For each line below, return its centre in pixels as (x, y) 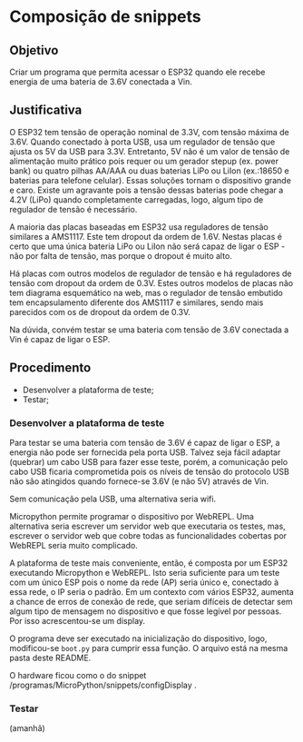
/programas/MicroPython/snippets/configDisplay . (103, 685)
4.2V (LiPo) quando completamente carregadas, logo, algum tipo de (137, 199)
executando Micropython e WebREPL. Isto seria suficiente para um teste (145, 572)
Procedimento (50, 368)
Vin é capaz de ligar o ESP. (60, 339)
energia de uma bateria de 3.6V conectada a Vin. (101, 82)
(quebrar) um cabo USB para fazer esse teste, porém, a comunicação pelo (149, 461)
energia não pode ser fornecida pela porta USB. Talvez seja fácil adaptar (145, 452)
